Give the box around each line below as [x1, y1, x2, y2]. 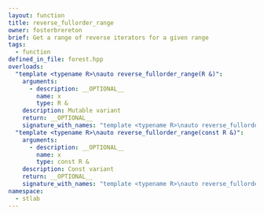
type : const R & [36, 158, 90, 166]
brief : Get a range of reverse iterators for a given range [8, 33, 210, 42]
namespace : [8, 187, 44, 195]
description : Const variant [22, 165, 114, 173]
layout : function [8, 11, 65, 20]
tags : [8, 41, 26, 49]
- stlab [15, 195, 41, 202]
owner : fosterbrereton [8, 26, 82, 34]
